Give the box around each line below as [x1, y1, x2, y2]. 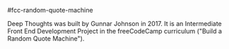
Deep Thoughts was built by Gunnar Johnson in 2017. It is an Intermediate [7, 20, 222, 27]
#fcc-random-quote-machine [7, 6, 93, 14]
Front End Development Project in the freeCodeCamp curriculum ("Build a [7, 27, 223, 35]
